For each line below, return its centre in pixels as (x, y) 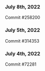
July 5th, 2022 (22, 30)
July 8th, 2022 (22, 7)
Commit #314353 (22, 41)
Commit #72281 (21, 64)
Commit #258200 (22, 18)
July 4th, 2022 (23, 53)
